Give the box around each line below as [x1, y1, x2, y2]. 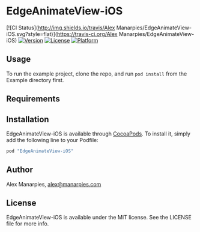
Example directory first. [6, 76, 64, 83]
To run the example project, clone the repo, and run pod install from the [6, 70, 187, 77]
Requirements [6, 94, 60, 104]
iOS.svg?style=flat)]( [6, 30, 58, 37]
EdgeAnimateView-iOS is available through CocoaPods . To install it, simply [6, 130, 191, 137]
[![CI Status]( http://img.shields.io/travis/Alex [6, 24, 115, 31]
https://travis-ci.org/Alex [56, 30, 118, 37]
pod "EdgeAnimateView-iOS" [6, 148, 74, 154]
